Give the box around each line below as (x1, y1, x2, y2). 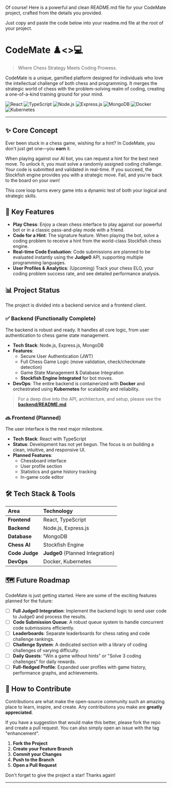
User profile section (20, 463, 62, 469)
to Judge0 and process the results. (12, 613, 87, 619)
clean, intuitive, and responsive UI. (12, 446, 86, 453)
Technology (43, 507, 73, 514)
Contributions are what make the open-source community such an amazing (5, 698, 165, 704)
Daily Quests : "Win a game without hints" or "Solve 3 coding (12, 653, 142, 659)
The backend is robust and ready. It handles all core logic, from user (5, 327, 149, 333)
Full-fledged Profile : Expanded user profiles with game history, (12, 664, 147, 670)
